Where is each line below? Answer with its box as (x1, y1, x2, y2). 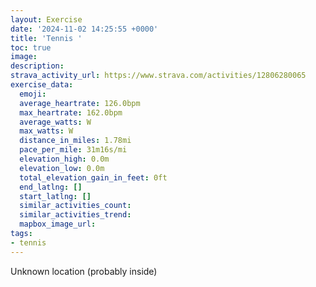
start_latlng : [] (19, 191, 92, 201)
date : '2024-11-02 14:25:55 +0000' (10, 24, 159, 34)
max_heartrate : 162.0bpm (19, 107, 123, 118)
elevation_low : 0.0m (19, 163, 105, 173)
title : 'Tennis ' (10, 33, 83, 43)
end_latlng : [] (19, 182, 83, 192)
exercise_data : (10, 80, 74, 90)
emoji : (19, 89, 47, 99)
